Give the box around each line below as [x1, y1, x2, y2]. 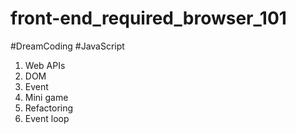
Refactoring [24, 102, 74, 114]
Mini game [24, 91, 69, 103]
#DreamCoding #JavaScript [10, 40, 125, 52]
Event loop [24, 112, 70, 124]
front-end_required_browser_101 [10, 7, 287, 30]
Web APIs [24, 59, 66, 71]
